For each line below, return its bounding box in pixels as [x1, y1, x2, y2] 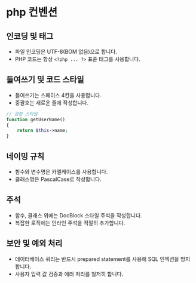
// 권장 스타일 [6, 111, 38, 117]
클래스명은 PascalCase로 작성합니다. [14, 176, 102, 183]
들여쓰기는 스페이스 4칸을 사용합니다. [14, 91, 102, 99]
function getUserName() [6, 116, 66, 122]
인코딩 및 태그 [6, 31, 54, 41]
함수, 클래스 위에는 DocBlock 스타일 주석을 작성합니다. [14, 211, 142, 219]
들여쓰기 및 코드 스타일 [6, 75, 85, 85]
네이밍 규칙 [6, 151, 45, 161]
